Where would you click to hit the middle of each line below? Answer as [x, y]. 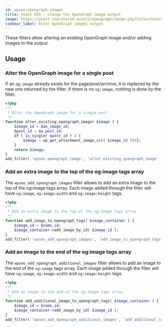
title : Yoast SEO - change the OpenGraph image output [63, 14]
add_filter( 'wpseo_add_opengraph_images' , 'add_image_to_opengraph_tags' [84, 239]
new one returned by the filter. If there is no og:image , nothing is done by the [83, 89]
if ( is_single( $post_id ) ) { [47, 136]
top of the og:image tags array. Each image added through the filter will [78, 188]
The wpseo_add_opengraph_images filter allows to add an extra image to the [81, 183]
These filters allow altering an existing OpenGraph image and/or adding [78, 38]
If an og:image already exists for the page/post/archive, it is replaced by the [82, 84]
